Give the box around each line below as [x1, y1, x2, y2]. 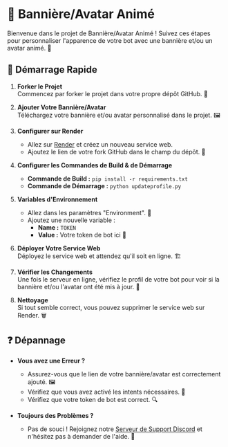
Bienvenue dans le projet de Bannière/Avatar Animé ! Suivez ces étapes [7, 29, 211, 37]
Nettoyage [17, 295, 48, 304]
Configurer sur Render [17, 127, 84, 135]
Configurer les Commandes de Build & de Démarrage [17, 161, 173, 169]
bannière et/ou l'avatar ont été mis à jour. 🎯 [17, 282, 140, 291]
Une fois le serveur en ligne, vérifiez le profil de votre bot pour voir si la [17, 275, 220, 283]
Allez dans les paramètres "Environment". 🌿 [27, 208, 152, 217]
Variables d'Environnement [17, 195, 98, 203]
